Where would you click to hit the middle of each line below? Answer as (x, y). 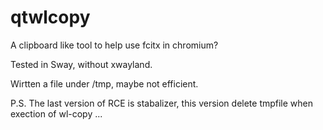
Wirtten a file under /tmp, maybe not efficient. (104, 83)
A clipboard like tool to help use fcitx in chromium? (114, 45)
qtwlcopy (50, 17)
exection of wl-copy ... (56, 113)
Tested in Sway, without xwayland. (81, 64)
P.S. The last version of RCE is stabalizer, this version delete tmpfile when (162, 103)
